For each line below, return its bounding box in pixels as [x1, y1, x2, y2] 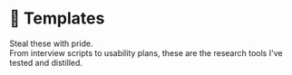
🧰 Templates [9, 8, 105, 29]
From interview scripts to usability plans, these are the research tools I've [9, 47, 283, 58]
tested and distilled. [9, 57, 83, 68]
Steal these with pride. [9, 38, 93, 49]
